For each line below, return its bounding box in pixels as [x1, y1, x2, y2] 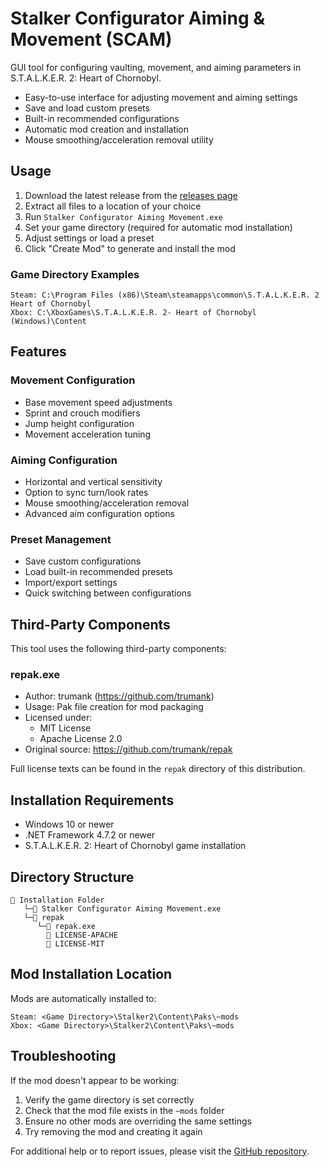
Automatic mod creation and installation [24, 123, 190, 135]
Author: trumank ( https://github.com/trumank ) [24, 690, 215, 702]
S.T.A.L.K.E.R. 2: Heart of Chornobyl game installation [24, 840, 247, 852]
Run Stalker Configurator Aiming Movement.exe [24, 210, 223, 222]
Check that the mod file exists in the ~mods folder [24, 1104, 225, 1116]
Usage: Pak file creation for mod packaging [24, 701, 204, 713]
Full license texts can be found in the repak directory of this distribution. [10, 763, 306, 775]
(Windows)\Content [10, 317, 87, 327]
